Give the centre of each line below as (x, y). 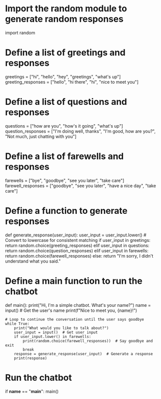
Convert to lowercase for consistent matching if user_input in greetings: (78, 240)
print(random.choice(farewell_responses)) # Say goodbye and (88, 341)
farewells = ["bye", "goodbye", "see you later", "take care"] (65, 180)
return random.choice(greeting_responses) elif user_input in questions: (77, 245)
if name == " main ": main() (32, 391)
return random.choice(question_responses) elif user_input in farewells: (77, 250)
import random (20, 33)
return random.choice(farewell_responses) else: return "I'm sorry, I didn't (79, 256)
